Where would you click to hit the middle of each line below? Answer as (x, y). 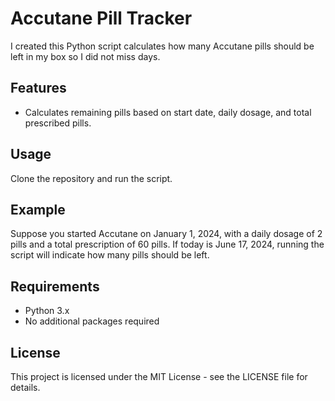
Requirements (55, 286)
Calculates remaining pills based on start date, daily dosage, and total (168, 112)
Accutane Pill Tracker (101, 18)
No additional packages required (92, 321)
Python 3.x (47, 311)
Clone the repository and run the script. (91, 178)
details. (25, 387)
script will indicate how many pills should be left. (110, 255)
